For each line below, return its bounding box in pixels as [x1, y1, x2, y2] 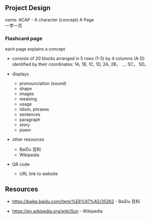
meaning [19, 96, 37, 102]
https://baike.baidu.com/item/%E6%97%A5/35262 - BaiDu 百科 [12, 198, 140, 204]
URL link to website [19, 171, 58, 177]
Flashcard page [5, 35, 43, 42]
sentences [19, 111, 40, 117]
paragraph [19, 117, 40, 123]
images [19, 91, 34, 97]
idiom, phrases [19, 107, 50, 112]
